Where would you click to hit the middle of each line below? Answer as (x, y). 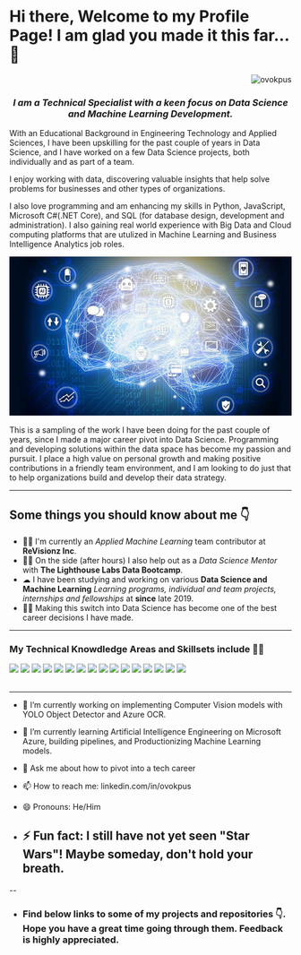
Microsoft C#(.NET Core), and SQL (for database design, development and (147, 216)
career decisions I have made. (78, 617)
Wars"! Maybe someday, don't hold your (138, 854)
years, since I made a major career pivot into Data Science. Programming (144, 439)
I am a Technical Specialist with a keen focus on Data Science (150, 102)
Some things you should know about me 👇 (129, 516)
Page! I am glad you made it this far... (149, 35)
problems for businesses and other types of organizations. (117, 189)
